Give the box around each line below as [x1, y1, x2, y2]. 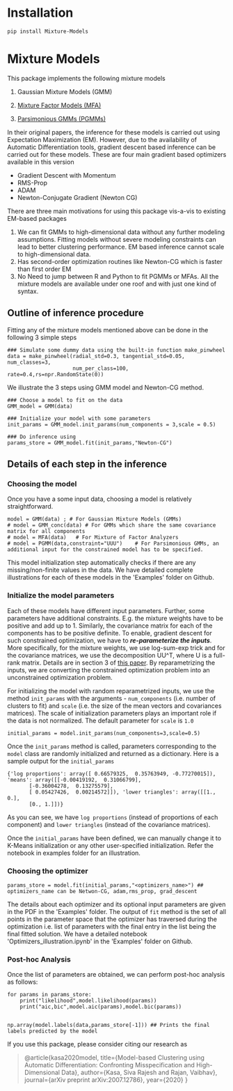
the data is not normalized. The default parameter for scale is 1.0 [7, 716, 194, 725]
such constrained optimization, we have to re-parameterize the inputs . [7, 636, 212, 644]
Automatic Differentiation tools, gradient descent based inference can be [7, 143, 216, 151]
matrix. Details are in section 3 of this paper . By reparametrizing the [22, 658, 216, 667]
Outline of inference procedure [7, 307, 144, 319]
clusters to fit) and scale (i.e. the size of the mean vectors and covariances [7, 702, 222, 710]
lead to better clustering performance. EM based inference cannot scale [17, 242, 225, 251]
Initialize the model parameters [7, 591, 115, 601]
